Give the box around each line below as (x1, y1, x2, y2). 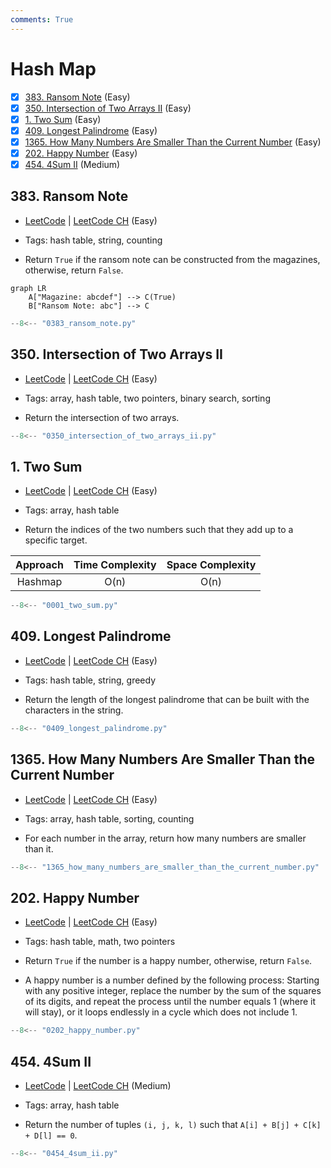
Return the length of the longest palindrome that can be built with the (24, 693, 310, 705)
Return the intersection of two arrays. (24, 411, 180, 423)
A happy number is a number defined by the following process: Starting (24, 974, 320, 986)
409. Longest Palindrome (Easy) (24, 124, 158, 136)
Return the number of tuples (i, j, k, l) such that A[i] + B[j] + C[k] (24, 1118, 322, 1130)
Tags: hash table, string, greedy (24, 674, 157, 686)
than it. (24, 842, 54, 855)
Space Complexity (166, 558, 257, 572)
